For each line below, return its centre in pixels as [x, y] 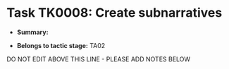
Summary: [32, 32]
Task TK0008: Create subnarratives [114, 13]
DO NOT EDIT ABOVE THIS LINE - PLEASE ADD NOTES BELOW [99, 59]
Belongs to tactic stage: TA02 [61, 45]
